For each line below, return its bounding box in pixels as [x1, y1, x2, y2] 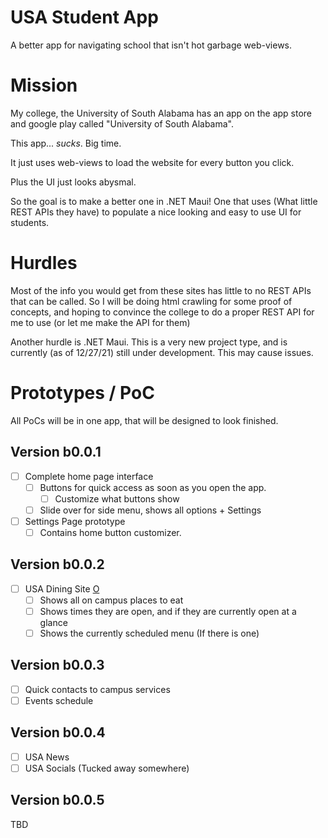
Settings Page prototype [24, 515, 126, 527]
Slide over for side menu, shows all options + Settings [39, 504, 262, 516]
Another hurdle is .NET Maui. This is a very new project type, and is [10, 336, 288, 348]
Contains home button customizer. [39, 526, 182, 538]
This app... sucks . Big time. [10, 137, 122, 149]
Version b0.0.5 [10, 792, 105, 809]
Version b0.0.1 [10, 444, 102, 461]
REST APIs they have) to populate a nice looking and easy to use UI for [10, 206, 302, 218]
